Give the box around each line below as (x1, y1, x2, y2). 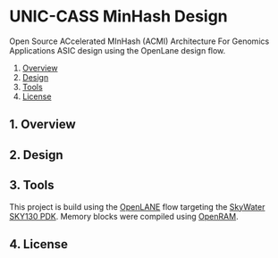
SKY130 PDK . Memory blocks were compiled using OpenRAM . (9, 211, 239, 221)
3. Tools (9, 178, 55, 193)
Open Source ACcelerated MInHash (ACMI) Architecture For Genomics (9, 36, 270, 46)
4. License (9, 237, 69, 252)
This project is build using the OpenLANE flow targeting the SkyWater (9, 201, 265, 212)
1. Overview (9, 117, 76, 132)
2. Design (9, 147, 64, 162)
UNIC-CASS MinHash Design (9, 6, 228, 27)
